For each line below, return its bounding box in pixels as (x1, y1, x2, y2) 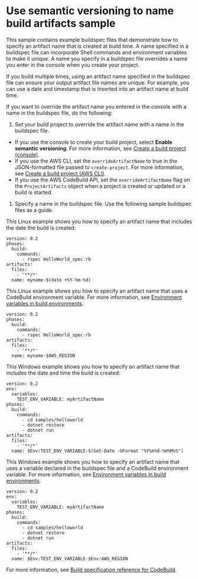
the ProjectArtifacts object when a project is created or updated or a (14, 182, 186, 190)
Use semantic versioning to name (6, 4, 174, 18)
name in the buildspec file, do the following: (6, 109, 113, 116)
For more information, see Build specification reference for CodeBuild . (6, 566, 177, 573)
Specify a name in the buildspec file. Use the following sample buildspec (14, 200, 192, 207)
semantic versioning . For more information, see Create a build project (14, 145, 186, 152)
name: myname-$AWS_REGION (11, 353, 76, 359)
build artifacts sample (6, 17, 116, 30)
